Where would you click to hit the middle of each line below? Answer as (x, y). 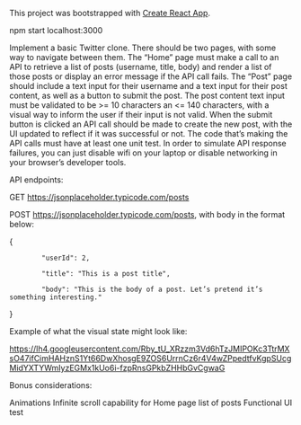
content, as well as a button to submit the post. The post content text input (147, 95)
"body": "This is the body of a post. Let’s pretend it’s (152, 289)
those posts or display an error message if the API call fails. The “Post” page (151, 76)
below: (22, 224)
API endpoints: (36, 180)
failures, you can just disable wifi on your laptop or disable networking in (144, 153)
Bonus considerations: (51, 385)
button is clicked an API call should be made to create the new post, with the (151, 124)
